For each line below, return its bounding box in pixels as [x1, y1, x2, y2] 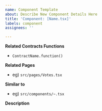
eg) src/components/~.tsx [12, 91, 65, 97]
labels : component [5, 21, 43, 26]
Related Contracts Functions [5, 43, 65, 49]
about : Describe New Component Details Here [5, 12, 98, 17]
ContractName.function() [12, 54, 63, 59]
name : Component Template [5, 7, 58, 12]
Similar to [5, 82, 25, 87]
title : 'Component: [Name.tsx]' [5, 16, 71, 21]
